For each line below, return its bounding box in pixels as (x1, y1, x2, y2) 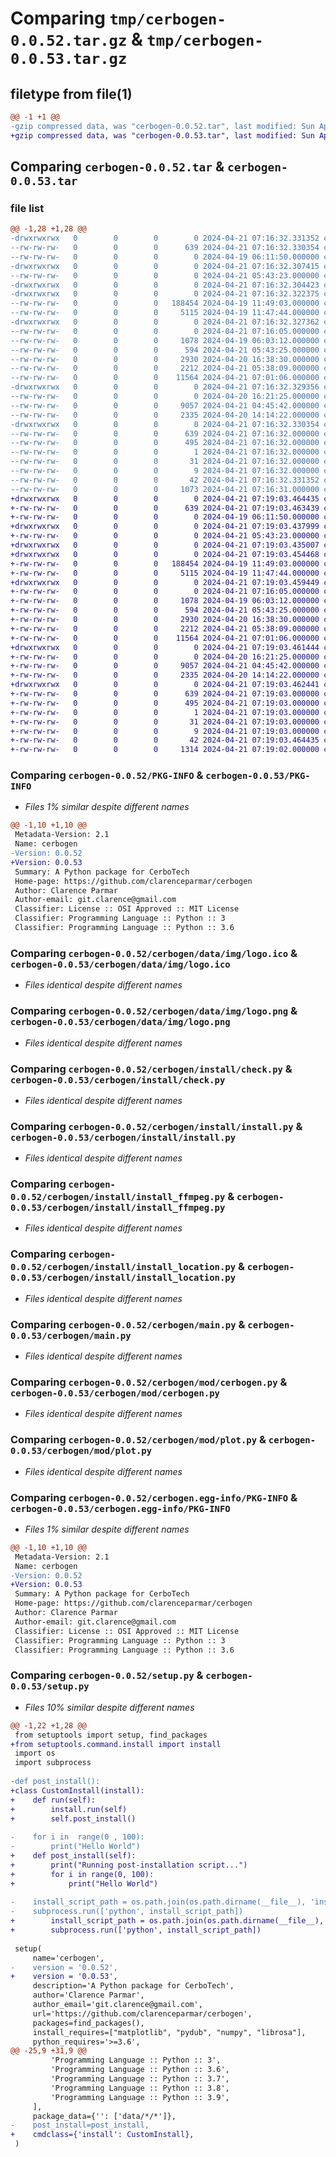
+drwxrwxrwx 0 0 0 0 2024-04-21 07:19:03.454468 (10, 549, 320, 559)
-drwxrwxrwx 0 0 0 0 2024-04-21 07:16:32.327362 (10, 317, 320, 327)
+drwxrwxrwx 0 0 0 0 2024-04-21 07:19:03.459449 (10, 577, 320, 587)
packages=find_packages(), (32, 2018, 145, 2028)
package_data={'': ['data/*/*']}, (32, 2111, 177, 2121)
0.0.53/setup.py (10, 1681, 90, 1692)
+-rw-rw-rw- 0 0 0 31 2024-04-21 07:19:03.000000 (10, 717, 320, 727)
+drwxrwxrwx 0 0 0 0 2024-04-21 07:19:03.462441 (10, 680, 320, 690)
